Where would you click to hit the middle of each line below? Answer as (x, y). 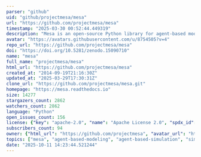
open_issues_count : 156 (36, 117)
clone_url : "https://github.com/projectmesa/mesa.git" (76, 84)
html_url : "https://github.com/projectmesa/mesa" (69, 67)
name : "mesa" (22, 56)
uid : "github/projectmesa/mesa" (46, 17)
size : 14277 (21, 95)
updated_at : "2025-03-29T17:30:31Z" (52, 78)
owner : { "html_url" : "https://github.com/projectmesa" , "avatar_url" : (96, 134)
